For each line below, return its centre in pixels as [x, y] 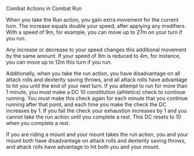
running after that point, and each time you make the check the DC [86, 104]
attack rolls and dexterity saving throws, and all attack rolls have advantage [97, 79]
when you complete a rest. [38, 123]
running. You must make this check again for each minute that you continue [97, 98]
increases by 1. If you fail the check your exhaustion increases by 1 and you [96, 111]
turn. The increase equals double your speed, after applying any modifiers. [96, 26]
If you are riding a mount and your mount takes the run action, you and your [97, 134]
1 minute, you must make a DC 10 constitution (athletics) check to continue [96, 92]
